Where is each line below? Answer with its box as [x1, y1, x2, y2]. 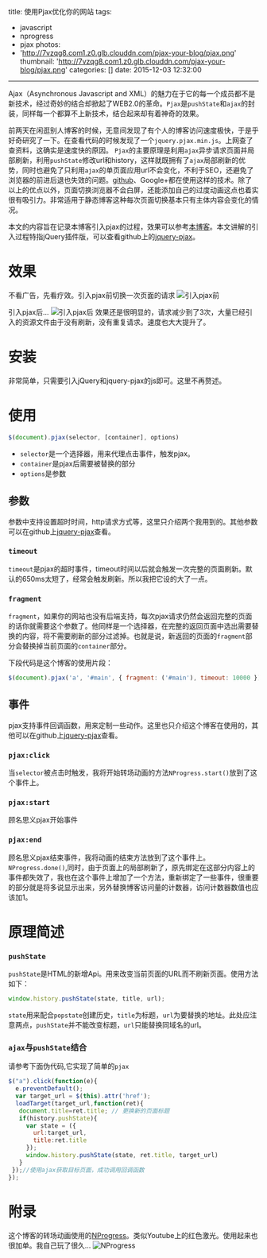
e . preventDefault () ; [15, 1085, 83, 1093]
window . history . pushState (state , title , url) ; [8, 995, 165, 1003]
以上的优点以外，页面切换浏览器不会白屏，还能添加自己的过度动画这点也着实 [8, 185, 259, 195]
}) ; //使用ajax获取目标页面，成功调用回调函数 [11, 1166, 145, 1174]
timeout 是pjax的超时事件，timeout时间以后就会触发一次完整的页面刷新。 [8, 563, 246, 574]
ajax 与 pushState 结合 [8, 1042, 87, 1053]
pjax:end [8, 835, 42, 845]
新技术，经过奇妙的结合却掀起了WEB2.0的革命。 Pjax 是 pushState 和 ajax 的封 [8, 99, 256, 108]
